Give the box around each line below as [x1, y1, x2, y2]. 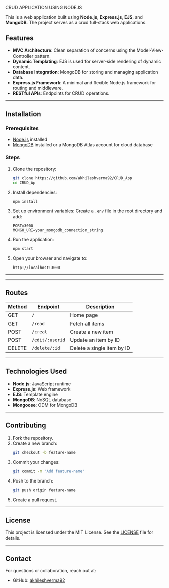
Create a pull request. [12, 497, 58, 503]
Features [5, 34, 34, 42]
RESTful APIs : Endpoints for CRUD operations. [12, 90, 110, 96]
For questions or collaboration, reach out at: [5, 567, 97, 573]
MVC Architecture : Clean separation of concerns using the [12, 47, 136, 54]
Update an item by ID [70, 337, 120, 344]
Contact [5, 554, 31, 563]
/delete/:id [32, 345, 60, 351]
